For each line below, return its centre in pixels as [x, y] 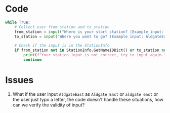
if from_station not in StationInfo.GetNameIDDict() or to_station [87, 50]
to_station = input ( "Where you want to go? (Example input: [79, 36]
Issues [19, 80]
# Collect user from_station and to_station [62, 27]
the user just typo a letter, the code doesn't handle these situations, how [88, 99]
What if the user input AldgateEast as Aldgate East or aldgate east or [85, 94]
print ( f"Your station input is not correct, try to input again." [95, 55]
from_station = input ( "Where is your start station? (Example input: [89, 32]
